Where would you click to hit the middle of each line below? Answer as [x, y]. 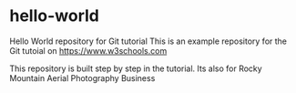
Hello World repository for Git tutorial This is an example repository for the [148, 41]
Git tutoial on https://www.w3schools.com [88, 50]
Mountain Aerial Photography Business [82, 77]
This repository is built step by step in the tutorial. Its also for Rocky [136, 68]
